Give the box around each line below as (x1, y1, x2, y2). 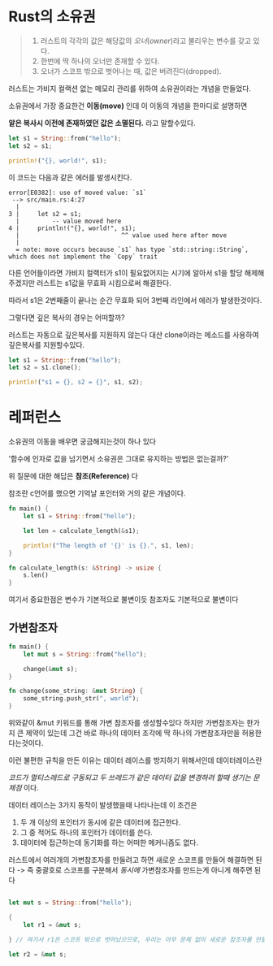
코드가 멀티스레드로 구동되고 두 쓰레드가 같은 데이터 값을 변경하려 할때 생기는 (8, 773, 252, 782)
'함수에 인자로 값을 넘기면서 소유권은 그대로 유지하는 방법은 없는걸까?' (8, 454, 229, 464)
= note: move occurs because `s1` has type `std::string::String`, (15, 245, 249, 253)
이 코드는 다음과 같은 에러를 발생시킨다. (8, 172, 132, 182)
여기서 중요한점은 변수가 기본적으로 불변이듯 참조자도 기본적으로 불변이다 (8, 595, 239, 604)
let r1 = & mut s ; (23, 921, 82, 929)
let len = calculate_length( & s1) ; (23, 526, 140, 535)
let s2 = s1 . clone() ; (8, 363, 82, 372)
